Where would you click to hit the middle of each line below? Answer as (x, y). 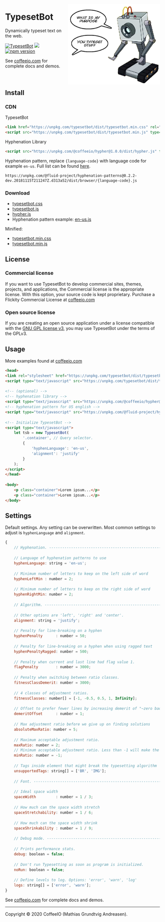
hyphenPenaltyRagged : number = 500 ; (52, 652)
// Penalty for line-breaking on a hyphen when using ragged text (83, 646)
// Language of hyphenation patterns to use (60, 558)
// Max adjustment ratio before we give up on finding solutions (82, 724)
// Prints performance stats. (45, 849)
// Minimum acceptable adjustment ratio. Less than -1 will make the (87, 750)
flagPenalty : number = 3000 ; (53, 667)
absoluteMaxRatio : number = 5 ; (46, 729)
